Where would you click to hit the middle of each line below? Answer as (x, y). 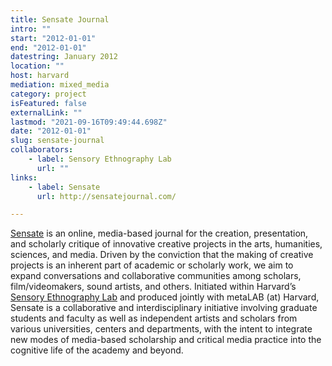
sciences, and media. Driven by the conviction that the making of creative (162, 255)
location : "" (37, 66)
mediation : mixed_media (60, 85)
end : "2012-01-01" (48, 47)
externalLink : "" (46, 112)
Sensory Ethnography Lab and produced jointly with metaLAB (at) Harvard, (165, 297)
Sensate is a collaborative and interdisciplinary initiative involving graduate (164, 308)
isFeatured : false (48, 103)
